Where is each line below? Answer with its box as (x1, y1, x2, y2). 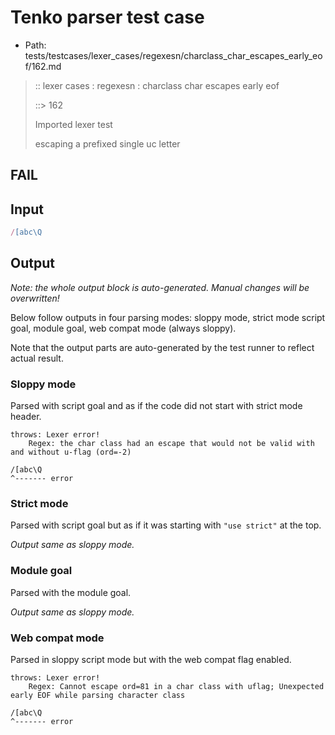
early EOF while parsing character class (10, 691, 186, 701)
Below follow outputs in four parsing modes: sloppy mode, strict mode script (10, 311, 326, 323)
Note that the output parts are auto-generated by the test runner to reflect (10, 341, 315, 353)
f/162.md (24, 60, 62, 72)
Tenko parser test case (10, 6, 205, 29)
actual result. (10, 352, 64, 364)
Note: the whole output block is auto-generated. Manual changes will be (10, 281, 310, 293)
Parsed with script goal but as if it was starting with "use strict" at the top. (10, 519, 322, 531)
